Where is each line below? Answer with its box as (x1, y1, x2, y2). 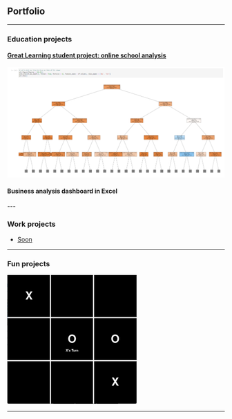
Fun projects (7, 259, 50, 268)
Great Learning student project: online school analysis (7, 51, 167, 59)
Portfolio (7, 6, 46, 17)
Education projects (7, 34, 72, 44)
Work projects (7, 219, 56, 229)
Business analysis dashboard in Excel (7, 187, 118, 195)
